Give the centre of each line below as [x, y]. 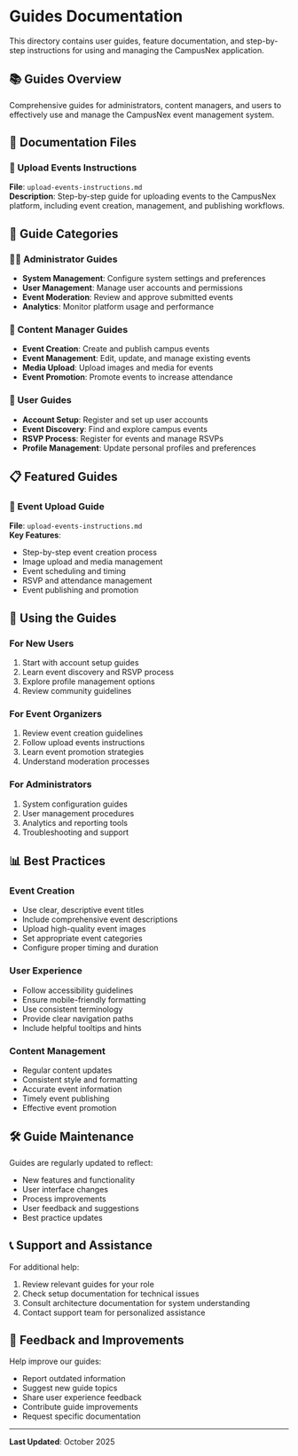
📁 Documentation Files [73, 142]
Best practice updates [63, 1217]
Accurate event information [72, 1089]
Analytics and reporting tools [75, 822]
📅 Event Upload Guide [57, 507]
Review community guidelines [77, 691]
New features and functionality [78, 1180]
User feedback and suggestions [80, 1208]
